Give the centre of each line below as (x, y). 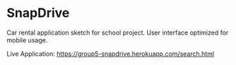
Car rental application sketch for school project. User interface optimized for (118, 32)
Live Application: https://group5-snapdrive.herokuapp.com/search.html (111, 54)
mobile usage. (27, 40)
